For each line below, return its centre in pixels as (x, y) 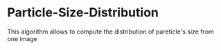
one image (23, 38)
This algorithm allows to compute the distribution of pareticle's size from (111, 32)
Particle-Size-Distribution (83, 13)
